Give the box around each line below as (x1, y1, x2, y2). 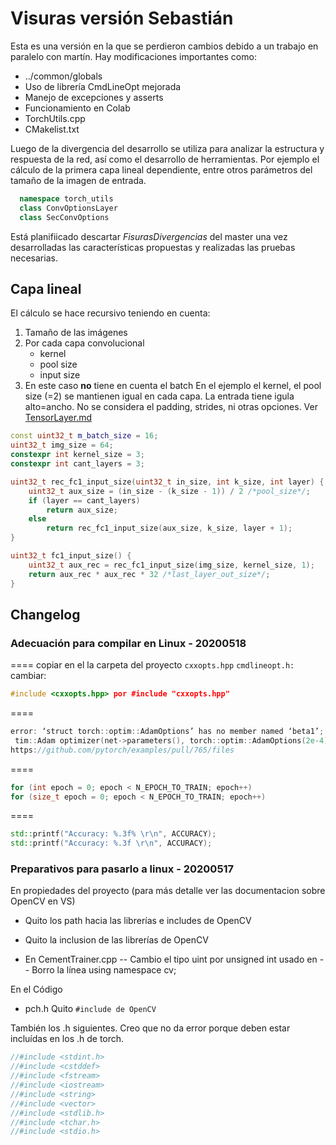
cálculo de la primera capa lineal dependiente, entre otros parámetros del (10, 163, 313, 176)
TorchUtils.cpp (24, 112, 86, 124)
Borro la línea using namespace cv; (31, 964, 177, 976)
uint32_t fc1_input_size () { (10, 551, 132, 561)
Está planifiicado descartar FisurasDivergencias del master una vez (10, 230, 288, 242)
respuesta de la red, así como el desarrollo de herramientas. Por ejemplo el (10, 153, 320, 165)
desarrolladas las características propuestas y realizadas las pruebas (10, 241, 296, 253)
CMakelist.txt (24, 123, 80, 135)
